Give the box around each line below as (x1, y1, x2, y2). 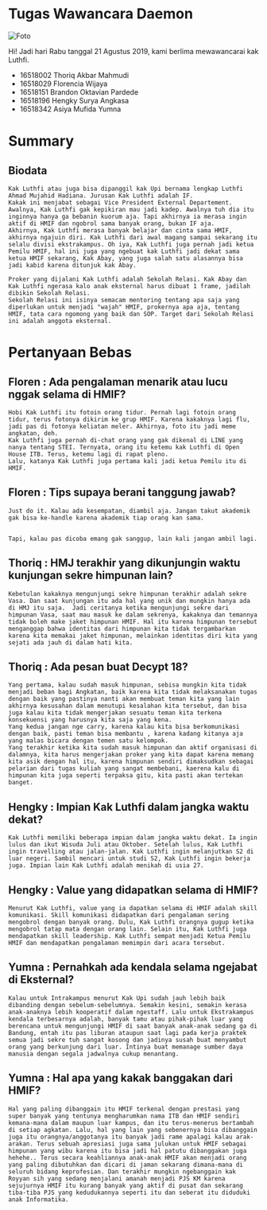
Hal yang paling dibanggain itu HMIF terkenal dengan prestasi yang (8, 1105, 240, 1113)
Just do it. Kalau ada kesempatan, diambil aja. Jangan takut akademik (8, 507, 250, 515)
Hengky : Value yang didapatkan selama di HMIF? (8, 883, 259, 897)
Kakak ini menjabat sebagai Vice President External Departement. (8, 198, 233, 207)
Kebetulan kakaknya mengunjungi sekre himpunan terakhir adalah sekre (8, 589, 247, 597)
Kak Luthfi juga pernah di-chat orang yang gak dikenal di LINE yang (8, 436, 244, 444)
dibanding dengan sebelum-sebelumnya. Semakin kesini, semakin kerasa (8, 1001, 247, 1009)
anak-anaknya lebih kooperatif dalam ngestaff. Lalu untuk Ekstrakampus (8, 1008, 254, 1016)
